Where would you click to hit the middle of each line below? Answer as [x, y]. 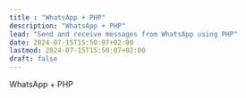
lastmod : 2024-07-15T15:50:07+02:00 [77, 51]
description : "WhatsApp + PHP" [68, 26]
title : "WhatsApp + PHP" [57, 17]
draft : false [34, 59]
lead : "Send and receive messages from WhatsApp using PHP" [124, 34]
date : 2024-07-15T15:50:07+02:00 [72, 42]
